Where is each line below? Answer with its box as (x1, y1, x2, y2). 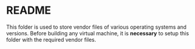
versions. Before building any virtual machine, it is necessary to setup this (6, 29, 190, 36)
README (6, 4, 51, 17)
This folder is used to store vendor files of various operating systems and (6, 23, 187, 30)
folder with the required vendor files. (6, 36, 97, 43)
